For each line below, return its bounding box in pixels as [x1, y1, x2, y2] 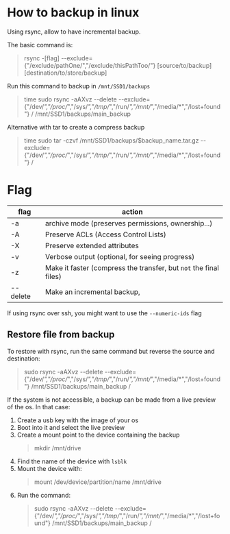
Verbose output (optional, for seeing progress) [45, 252, 195, 261]
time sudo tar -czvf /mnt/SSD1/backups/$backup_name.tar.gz [23, 136, 199, 145]
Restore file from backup [7, 329, 115, 341]
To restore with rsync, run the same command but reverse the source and [7, 347, 215, 355]
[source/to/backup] [157, 61, 212, 69]
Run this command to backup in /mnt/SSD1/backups [7, 82, 151, 90]
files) [45, 271, 62, 281]
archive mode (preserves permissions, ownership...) [45, 218, 213, 228]
